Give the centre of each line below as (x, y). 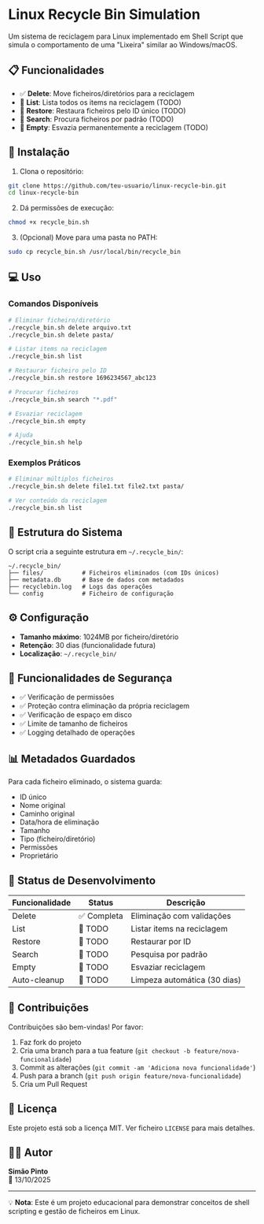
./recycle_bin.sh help (45, 443)
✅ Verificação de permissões (67, 697)
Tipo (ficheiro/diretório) (57, 839)
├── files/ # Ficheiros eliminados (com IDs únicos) (114, 573)
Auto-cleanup (38, 980)
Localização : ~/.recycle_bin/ (68, 653)
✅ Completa (101, 916)
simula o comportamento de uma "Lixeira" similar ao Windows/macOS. (123, 44)
